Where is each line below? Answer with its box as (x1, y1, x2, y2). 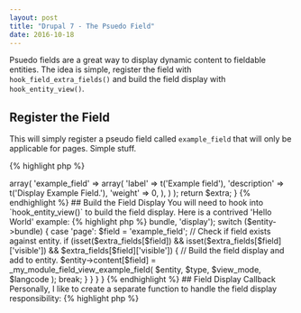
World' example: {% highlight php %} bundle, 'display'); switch (9, 216, 242, 227)
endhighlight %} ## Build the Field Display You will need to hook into (9, 198, 264, 208)
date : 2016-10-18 (9, 30, 75, 39)
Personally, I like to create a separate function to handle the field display (9, 283, 278, 294)
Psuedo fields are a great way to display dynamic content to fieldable (9, 55, 267, 66)
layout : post (9, 13, 59, 23)
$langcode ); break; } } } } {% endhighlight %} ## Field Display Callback (9, 274, 277, 285)
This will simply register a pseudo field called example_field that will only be (9, 133, 292, 144)
